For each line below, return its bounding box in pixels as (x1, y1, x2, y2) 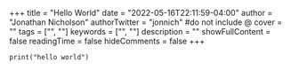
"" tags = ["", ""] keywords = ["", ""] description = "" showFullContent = (9, 27, 271, 36)
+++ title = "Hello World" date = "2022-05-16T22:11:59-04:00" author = (9, 8, 273, 18)
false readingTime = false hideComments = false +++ (9, 35, 206, 46)
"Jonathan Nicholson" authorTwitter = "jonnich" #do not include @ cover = (9, 17, 283, 27)
